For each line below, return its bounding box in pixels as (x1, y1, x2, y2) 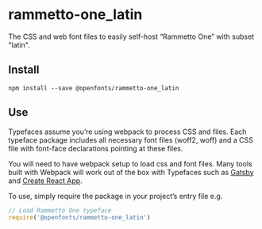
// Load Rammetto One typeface (8, 206, 112, 215)
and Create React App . (8, 176, 83, 185)
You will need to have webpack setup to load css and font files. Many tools (8, 158, 252, 168)
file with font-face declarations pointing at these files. (8, 143, 183, 153)
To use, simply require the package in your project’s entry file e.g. (8, 191, 223, 200)
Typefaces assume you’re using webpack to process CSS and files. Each (8, 127, 247, 136)
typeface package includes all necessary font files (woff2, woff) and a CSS (8, 135, 254, 144)
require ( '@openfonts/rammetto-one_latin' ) (8, 214, 151, 222)
